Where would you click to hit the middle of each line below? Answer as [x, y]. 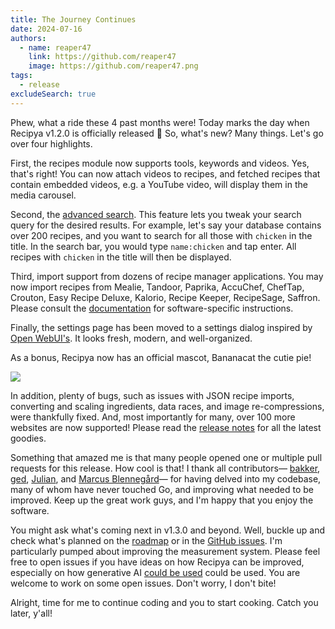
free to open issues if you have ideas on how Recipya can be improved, [157, 562]
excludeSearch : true [53, 94]
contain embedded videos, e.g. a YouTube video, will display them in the [159, 184]
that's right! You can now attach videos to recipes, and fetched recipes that [165, 173]
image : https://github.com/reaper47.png [113, 66]
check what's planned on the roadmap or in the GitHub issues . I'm [146, 540]
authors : [28, 38]
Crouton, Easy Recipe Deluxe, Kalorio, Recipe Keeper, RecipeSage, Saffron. [165, 297]
